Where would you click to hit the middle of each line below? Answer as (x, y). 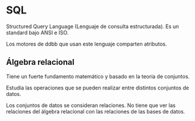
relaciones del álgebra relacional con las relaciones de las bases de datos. (96, 111)
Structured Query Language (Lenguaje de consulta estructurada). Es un (93, 26)
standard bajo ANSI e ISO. (37, 32)
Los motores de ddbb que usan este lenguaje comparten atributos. (87, 44)
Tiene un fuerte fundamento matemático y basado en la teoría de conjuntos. (98, 76)
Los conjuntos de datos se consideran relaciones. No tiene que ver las (91, 105)
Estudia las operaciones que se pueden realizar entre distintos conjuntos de (97, 88)
